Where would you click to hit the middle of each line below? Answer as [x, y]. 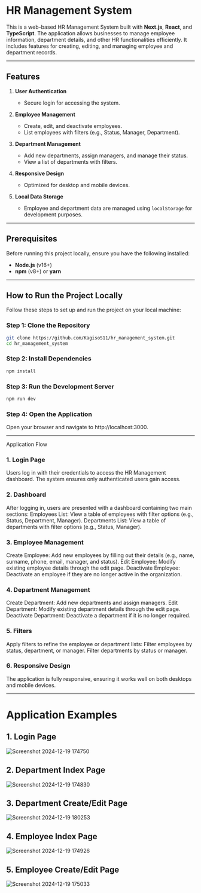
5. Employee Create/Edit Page [63, 869]
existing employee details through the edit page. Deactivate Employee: [93, 568]
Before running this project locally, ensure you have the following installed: [98, 253]
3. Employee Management [45, 542]
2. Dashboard [26, 495]
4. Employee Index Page [52, 837]
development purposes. [53, 214]
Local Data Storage [39, 196]
